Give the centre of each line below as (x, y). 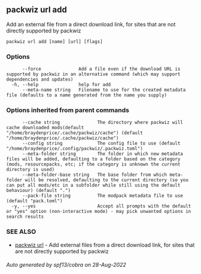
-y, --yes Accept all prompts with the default (101, 206)
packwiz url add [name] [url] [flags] (54, 41)
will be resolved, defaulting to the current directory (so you (106, 180)
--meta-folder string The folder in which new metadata (103, 154)
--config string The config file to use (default (101, 144)
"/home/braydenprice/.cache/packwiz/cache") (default (75, 133)
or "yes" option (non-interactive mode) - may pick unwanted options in (99, 212)
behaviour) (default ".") (38, 191)
